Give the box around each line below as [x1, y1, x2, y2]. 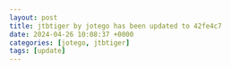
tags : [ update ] [9, 47, 66, 56]
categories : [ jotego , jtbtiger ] [9, 38, 130, 47]
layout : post [9, 13, 58, 22]
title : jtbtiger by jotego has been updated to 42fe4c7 [9, 22, 222, 30]
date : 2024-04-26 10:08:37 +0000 [9, 30, 134, 39]
